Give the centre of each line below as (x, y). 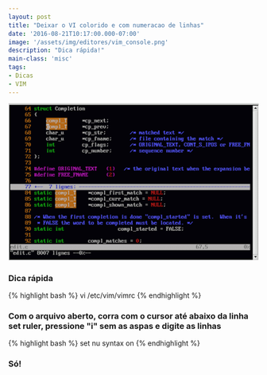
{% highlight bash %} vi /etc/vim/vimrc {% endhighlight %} (105, 295)
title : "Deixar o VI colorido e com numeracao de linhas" (106, 25)
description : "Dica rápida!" (56, 51)
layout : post (30, 17)
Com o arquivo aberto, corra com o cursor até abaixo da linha (128, 316)
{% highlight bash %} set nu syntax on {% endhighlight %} (104, 343)
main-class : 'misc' (41, 59)
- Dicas (21, 76)
